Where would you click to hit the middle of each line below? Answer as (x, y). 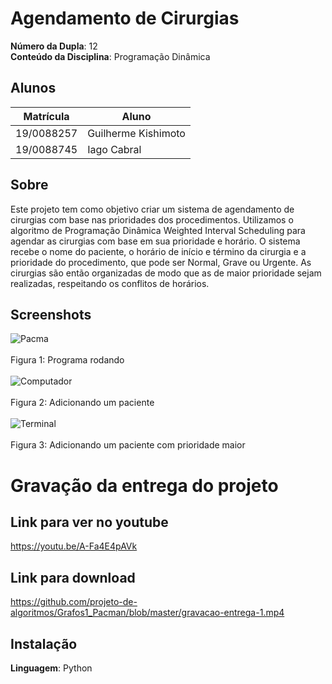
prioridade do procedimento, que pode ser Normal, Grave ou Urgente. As (161, 262)
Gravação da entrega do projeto (144, 485)
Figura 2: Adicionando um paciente (82, 403)
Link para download (73, 577)
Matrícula (46, 116)
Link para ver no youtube (89, 522)
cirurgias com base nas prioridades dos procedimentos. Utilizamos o (152, 219)
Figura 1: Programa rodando (67, 360)
